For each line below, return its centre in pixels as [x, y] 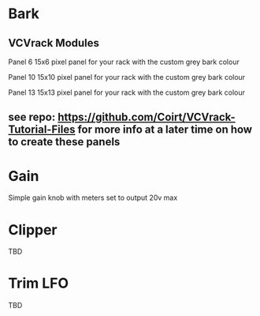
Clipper [33, 229]
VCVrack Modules [54, 43]
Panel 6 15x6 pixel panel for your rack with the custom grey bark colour [124, 62]
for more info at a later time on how [165, 130]
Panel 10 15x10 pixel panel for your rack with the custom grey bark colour [127, 77]
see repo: [32, 117]
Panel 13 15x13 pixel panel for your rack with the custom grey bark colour [127, 92]
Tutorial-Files [42, 130]
